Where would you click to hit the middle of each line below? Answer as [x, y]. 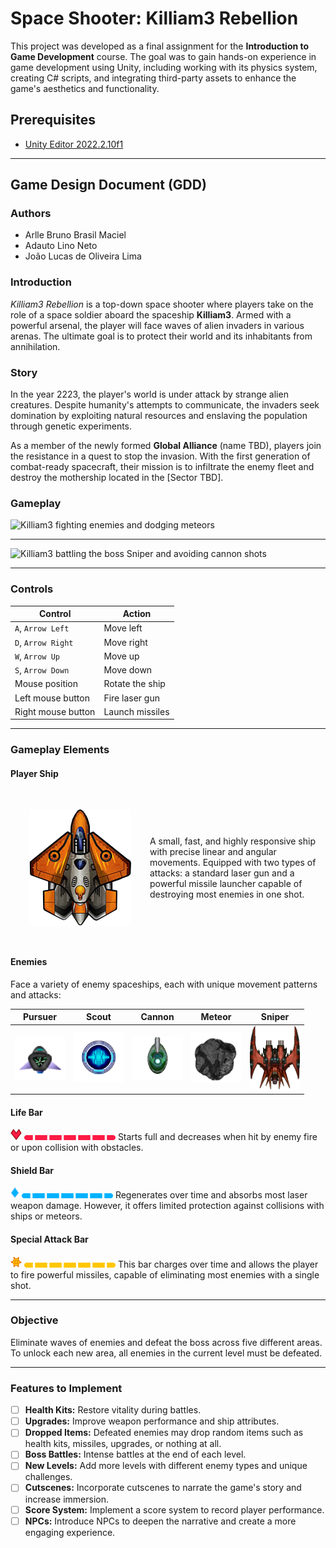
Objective [34, 1320]
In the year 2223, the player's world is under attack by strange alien [149, 394]
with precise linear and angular [213, 851]
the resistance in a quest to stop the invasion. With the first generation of [160, 456]
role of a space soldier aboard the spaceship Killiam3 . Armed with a [151, 314]
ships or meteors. [46, 1216]
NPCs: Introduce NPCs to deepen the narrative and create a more [160, 1521]
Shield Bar [32, 1170]
